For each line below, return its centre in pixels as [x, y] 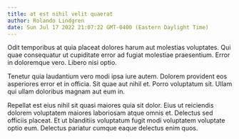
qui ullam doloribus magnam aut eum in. [66, 92]
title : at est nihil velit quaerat [60, 14]
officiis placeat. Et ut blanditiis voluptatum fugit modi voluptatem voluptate [116, 120]
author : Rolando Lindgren [46, 21]
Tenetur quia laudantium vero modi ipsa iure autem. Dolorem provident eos [117, 76]
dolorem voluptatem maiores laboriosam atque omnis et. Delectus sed [110, 113]
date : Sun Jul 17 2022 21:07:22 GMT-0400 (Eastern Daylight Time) [108, 27]
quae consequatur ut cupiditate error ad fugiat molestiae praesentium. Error [119, 55]
